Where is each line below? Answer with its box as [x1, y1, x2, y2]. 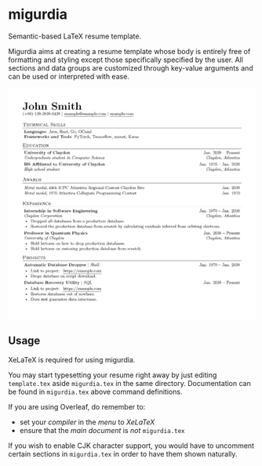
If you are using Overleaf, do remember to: [8, 402, 146, 411]
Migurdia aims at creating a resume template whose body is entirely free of [8, 46, 251, 56]
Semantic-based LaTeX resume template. [8, 31, 142, 41]
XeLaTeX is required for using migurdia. [8, 355, 136, 364]
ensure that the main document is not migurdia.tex [19, 425, 185, 435]
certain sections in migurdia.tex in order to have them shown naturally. [8, 449, 238, 458]
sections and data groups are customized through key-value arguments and [8, 63, 253, 72]
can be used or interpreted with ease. [8, 71, 129, 81]
